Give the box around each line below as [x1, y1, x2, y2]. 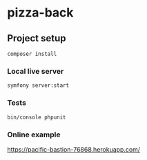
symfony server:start [7, 82, 70, 89]
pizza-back [7, 5, 74, 21]
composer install [7, 50, 57, 57]
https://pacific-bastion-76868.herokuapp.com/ [7, 145, 140, 153]
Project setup [7, 32, 67, 44]
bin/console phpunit [7, 114, 67, 121]
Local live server [7, 66, 64, 76]
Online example [7, 130, 61, 139]
